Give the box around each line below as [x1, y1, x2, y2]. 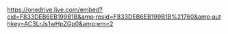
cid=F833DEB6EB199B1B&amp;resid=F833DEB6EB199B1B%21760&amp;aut [7, 13, 221, 21]
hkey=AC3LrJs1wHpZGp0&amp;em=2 [7, 20, 114, 27]
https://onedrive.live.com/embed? [7, 6, 103, 13]
